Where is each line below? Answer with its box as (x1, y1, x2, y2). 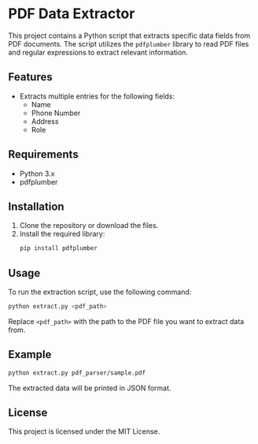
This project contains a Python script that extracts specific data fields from (8, 31, 251, 40)
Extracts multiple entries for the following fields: (19, 91, 175, 101)
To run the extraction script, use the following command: (8, 287, 192, 297)
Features (8, 70, 53, 84)
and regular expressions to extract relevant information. (8, 47, 189, 57)
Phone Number (31, 108, 81, 118)
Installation (8, 200, 64, 213)
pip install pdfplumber (19, 244, 98, 252)
